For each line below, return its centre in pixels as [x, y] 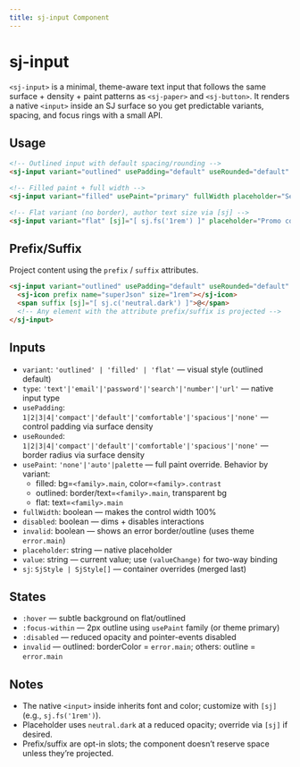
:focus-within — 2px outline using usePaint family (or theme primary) [151, 628]
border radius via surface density [83, 455]
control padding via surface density [87, 426]
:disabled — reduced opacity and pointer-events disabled [129, 637]
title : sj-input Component [59, 17]
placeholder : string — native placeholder [97, 550]
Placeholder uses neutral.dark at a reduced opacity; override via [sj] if [155, 725]
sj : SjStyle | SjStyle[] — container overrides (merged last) [134, 569]
